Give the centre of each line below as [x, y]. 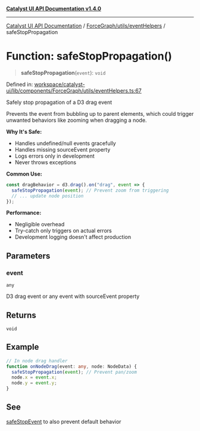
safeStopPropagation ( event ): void [63, 73]
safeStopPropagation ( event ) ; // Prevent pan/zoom [74, 372]
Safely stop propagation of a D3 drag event [59, 102]
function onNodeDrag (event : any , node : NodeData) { [71, 367]
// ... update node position [48, 196]
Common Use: [24, 174]
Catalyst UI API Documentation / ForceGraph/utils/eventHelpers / [86, 26]
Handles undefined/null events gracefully [65, 143]
